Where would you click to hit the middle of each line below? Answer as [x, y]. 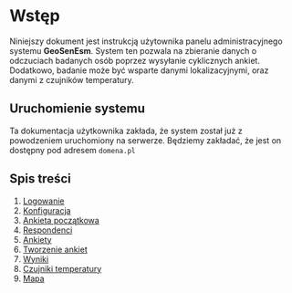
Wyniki [36, 259]
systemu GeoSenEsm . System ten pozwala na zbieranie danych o [133, 50]
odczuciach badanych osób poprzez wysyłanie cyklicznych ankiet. [135, 60]
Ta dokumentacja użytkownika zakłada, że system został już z [126, 131]
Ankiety [37, 239]
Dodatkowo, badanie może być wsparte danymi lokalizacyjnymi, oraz [139, 70]
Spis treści [40, 179]
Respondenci [47, 230]
